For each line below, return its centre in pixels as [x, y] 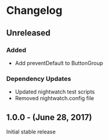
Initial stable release [31, 132]
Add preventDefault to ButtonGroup [59, 63]
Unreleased [29, 33]
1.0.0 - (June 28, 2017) [49, 117]
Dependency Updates [39, 78]
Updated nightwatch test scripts [55, 92]
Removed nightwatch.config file [54, 98]
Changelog [34, 11]
